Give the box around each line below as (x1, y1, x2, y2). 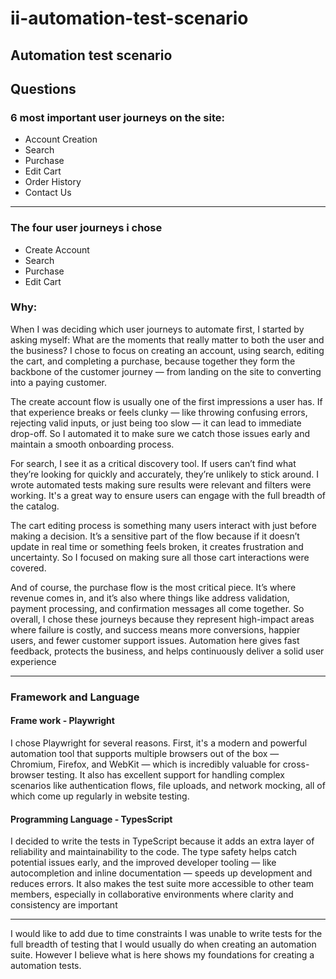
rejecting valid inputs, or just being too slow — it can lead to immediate (10, 417, 302, 429)
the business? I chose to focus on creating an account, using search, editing (10, 344, 325, 356)
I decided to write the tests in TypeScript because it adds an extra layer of (10, 835, 315, 847)
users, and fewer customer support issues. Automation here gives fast (10, 634, 300, 646)
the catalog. (10, 500, 60, 512)
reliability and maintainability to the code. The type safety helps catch (10, 846, 298, 858)
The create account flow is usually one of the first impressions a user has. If (10, 395, 323, 407)
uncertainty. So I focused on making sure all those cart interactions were (10, 551, 310, 563)
